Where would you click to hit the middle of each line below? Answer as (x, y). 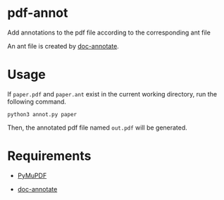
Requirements (49, 156)
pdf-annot (38, 13)
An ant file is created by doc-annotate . (63, 46)
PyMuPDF (32, 175)
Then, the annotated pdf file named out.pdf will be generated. (98, 127)
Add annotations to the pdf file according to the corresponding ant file (109, 32)
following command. (37, 101)
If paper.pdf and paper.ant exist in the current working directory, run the (112, 94)
